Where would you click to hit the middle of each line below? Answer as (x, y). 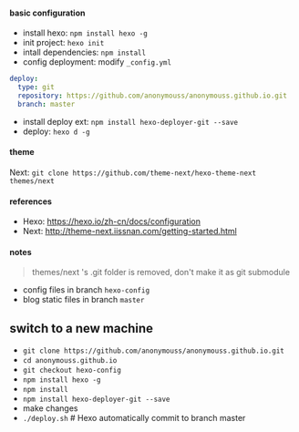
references (31, 201)
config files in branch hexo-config (86, 290)
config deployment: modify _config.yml (97, 62)
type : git (36, 87)
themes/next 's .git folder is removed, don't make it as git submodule (160, 273)
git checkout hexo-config (72, 370)
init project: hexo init (63, 43)
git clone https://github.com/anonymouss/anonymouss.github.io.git (153, 351)
